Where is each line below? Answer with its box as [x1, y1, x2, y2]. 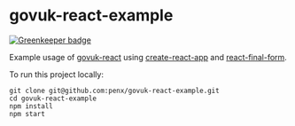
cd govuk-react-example [9, 94, 97, 103]
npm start [9, 109, 46, 118]
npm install [9, 101, 53, 111]
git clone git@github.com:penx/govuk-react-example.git [9, 86, 220, 95]
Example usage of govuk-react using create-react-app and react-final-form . [9, 51, 288, 62]
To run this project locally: [9, 68, 105, 80]
